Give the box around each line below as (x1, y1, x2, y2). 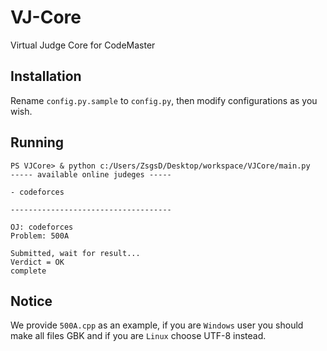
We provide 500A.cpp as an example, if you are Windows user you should (10, 319, 304, 331)
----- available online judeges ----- (10, 169, 172, 180)
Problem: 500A (10, 231, 70, 241)
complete (10, 266, 47, 276)
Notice (10, 292, 53, 310)
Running (10, 134, 65, 151)
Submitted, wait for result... (10, 248, 141, 258)
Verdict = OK (10, 257, 65, 267)
